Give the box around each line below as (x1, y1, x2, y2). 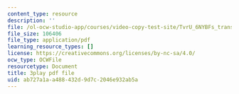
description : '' (7, 17, 55, 24)
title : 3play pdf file (7, 69, 75, 76)
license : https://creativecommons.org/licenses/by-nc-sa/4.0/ (7, 50, 196, 57)
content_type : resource (7, 10, 78, 18)
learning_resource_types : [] (7, 43, 94, 50)
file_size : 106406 (7, 30, 62, 37)
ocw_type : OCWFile (7, 57, 62, 64)
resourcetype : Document (7, 63, 78, 70)
